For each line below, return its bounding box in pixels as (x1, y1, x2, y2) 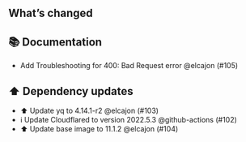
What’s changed (8, 6, 93, 20)
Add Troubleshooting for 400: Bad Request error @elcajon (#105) (19, 61, 239, 71)
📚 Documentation (8, 35, 103, 49)
